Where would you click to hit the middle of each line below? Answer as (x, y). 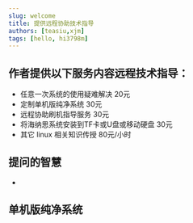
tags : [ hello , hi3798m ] (48, 38)
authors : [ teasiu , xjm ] (46, 31)
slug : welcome (32, 16)
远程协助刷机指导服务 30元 (65, 115)
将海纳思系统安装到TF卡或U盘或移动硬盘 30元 (96, 124)
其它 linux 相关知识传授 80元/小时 (76, 135)
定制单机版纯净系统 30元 (61, 104)
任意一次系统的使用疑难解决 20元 (75, 95)
